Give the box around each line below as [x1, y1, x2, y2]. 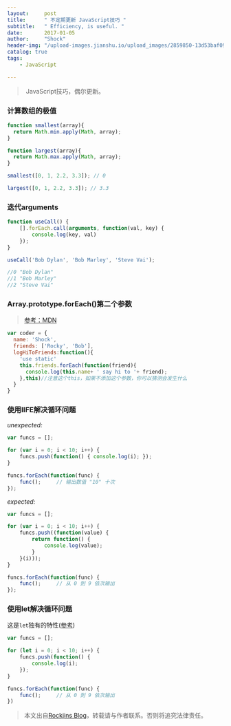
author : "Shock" [7, 36, 67, 43]
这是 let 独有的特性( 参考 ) [7, 621, 76, 630]
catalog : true [7, 49, 48, 56]
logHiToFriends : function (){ [13, 349, 94, 356]
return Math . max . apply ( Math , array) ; [13, 153, 122, 160]
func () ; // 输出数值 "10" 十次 [19, 478, 115, 485]
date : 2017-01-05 [7, 29, 76, 36]
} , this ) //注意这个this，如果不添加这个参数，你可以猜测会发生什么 [19, 374, 188, 382]
